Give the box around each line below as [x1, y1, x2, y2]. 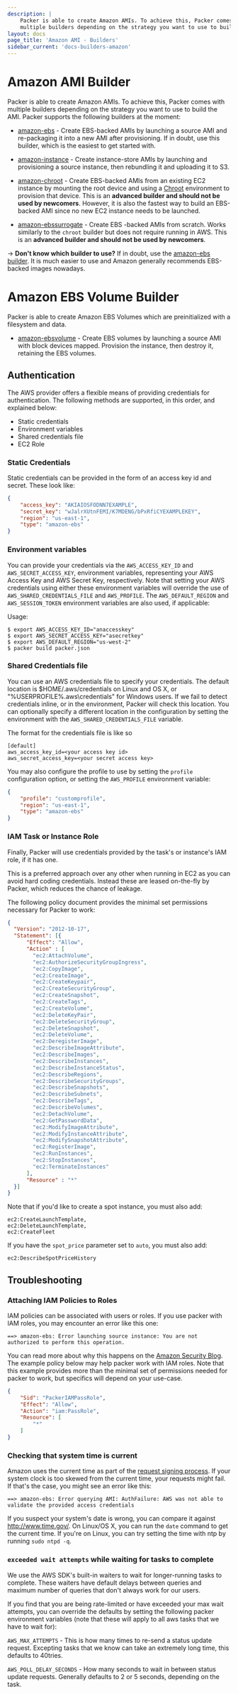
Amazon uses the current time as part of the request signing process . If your [7, 1467, 231, 1475]
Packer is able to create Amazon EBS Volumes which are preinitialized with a [7, 312, 231, 321]
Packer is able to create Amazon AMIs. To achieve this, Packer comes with [7, 97, 225, 106]
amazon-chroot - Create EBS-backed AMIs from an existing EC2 [17, 176, 206, 185]
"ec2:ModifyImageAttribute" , [33, 1123, 119, 1131]
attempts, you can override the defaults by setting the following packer [7, 1607, 215, 1615]
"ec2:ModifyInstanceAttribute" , [33, 1130, 129, 1138]
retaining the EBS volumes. [17, 348, 97, 357]
